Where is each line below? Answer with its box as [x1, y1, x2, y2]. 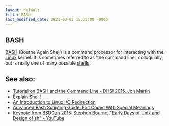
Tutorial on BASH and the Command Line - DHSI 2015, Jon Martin [12, 88, 150, 94]
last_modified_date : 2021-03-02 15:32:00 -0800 [5, 17, 108, 22]
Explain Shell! [12, 93, 41, 100]
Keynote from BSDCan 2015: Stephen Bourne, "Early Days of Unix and [12, 110, 160, 116]
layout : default [5, 7, 40, 13]
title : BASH [5, 12, 31, 17]
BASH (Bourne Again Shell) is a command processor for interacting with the [5, 49, 164, 55]
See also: [5, 75, 36, 83]
